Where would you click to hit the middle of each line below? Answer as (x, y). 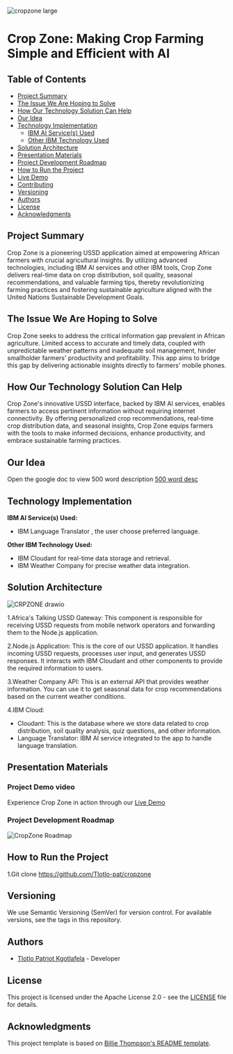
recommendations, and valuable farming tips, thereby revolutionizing (106, 282)
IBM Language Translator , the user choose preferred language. (109, 531)
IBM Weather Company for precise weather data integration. (104, 566)
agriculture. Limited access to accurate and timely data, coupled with (106, 343)
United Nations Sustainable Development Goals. (76, 297)
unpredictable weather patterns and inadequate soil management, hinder (112, 350)
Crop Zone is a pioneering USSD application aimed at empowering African (114, 252)
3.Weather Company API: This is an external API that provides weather (108, 681)
